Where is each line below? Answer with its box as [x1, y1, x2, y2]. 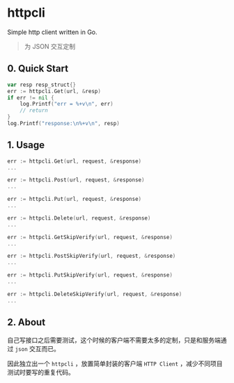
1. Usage [7, 139, 45, 151]
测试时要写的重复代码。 [7, 368, 75, 376]
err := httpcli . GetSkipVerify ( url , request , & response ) [7, 234, 173, 241]
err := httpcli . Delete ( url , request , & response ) [7, 214, 151, 222]
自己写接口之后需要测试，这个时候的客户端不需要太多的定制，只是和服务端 [7, 336, 221, 344]
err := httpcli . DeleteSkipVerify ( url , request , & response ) [7, 291, 182, 298]
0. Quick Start [7, 63, 68, 74]
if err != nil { [7, 94, 54, 101]
